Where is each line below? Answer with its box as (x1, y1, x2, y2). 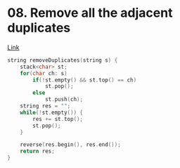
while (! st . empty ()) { (20, 109, 83, 116)
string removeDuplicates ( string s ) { (7, 56, 118, 64)
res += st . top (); (32, 115, 83, 122)
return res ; (20, 148, 55, 155)
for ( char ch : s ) (20, 70, 68, 77)
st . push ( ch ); (44, 96, 83, 103)
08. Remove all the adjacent (7, 5, 173, 21)
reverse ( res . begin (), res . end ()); (20, 141, 121, 148)
